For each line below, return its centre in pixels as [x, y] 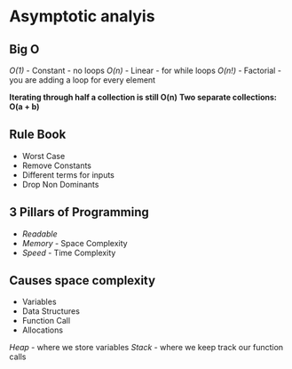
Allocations [43, 330]
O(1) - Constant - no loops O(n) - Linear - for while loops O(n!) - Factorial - [146, 70]
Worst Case [43, 156]
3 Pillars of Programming [79, 212]
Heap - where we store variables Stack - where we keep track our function [146, 348]
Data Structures [51, 311]
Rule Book [38, 135]
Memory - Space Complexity [75, 243]
